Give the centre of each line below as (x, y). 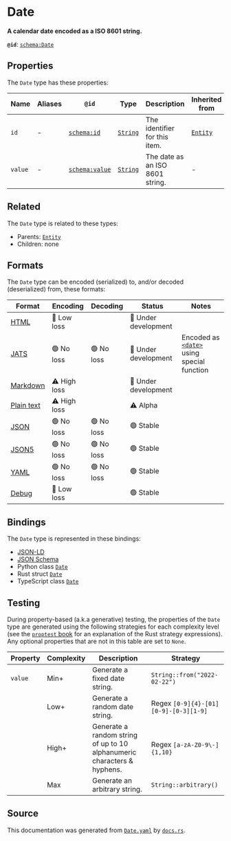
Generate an (112, 781)
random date (113, 707)
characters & (113, 761)
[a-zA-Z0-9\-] (196, 745)
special (193, 361)
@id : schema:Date (31, 44)
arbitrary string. (117, 789)
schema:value (90, 169)
